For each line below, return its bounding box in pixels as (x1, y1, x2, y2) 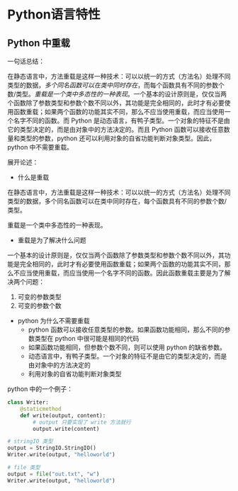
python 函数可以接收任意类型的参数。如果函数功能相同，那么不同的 (28, 325, 225, 334)
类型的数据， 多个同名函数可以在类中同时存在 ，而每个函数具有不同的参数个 (7, 81, 225, 89)
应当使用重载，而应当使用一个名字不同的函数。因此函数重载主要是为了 (19, 269, 225, 277)
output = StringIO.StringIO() (7, 444, 97, 452)
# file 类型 (7, 464, 40, 471)
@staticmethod (20, 405, 62, 412)
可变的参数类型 (17, 293, 62, 301)
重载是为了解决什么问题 (17, 236, 86, 244)
